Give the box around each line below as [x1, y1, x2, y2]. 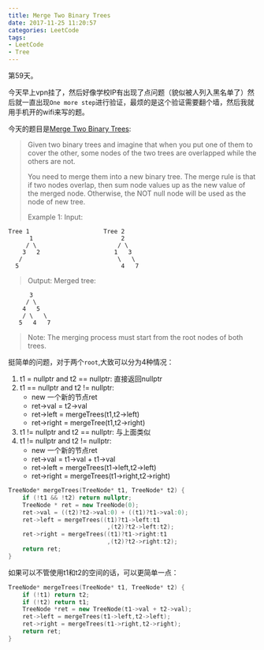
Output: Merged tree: [27, 276, 96, 285]
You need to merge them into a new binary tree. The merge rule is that [27, 172, 256, 181]
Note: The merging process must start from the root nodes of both [27, 333, 244, 342]
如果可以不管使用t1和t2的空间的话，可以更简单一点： [8, 567, 179, 577]
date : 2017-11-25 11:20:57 [8, 19, 97, 27]
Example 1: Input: [27, 212, 84, 222]
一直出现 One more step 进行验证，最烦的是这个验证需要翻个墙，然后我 [21, 98, 248, 106]
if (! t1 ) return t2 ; [22, 591, 90, 599]
